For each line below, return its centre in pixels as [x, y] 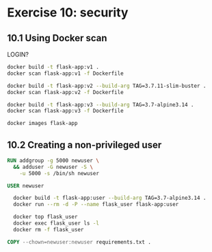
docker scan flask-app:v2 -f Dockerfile [66, 92]
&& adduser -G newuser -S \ [53, 167]
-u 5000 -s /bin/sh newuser [59, 173]
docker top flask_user [45, 217]
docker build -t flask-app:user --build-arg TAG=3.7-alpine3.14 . [110, 198]
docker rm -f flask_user [49, 229]
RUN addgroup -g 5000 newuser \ [53, 160]
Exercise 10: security [68, 13]
